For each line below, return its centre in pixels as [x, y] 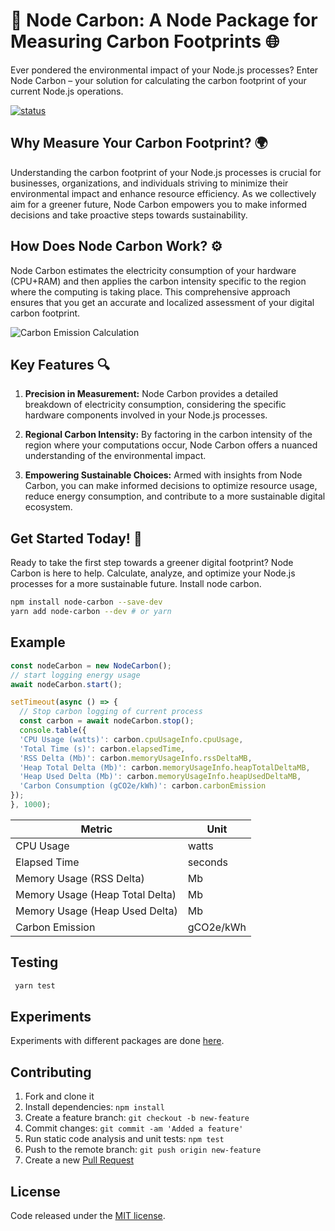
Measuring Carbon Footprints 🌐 [145, 41]
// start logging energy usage [75, 675]
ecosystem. [48, 507]
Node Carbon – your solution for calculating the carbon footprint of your [158, 80]
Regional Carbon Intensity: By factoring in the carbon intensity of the [168, 435]
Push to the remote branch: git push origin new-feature [143, 1150]
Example [38, 642]
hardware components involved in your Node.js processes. [146, 415]
